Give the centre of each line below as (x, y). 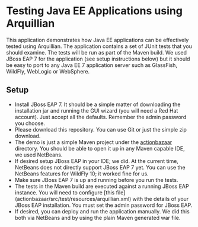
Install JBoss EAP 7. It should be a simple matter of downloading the (98, 104)
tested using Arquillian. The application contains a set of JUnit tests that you (99, 46)
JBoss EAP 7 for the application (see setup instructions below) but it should (98, 59)
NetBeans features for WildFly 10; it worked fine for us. (82, 174)
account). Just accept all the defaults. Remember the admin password (100, 117)
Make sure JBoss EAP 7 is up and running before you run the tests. (96, 180)
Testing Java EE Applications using (94, 11)
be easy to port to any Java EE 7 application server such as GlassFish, (92, 65)
